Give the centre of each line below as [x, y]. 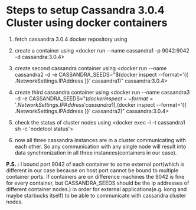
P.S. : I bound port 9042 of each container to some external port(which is [95, 164]
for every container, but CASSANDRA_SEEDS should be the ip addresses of [98, 183]
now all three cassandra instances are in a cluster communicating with [100, 140]
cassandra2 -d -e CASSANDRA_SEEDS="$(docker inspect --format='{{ [102, 74]
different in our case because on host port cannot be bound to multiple [92, 170]
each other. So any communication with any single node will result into [100, 146]
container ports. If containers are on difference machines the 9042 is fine [95, 176]
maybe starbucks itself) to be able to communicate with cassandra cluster [96, 195]
